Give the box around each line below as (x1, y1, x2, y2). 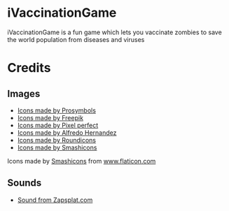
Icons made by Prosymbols (17, 106, 97, 115)
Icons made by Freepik (17, 113, 84, 122)
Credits (7, 60, 51, 76)
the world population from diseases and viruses (7, 35, 145, 43)
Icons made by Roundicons (17, 136, 97, 144)
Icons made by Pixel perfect (17, 121, 99, 129)
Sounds (7, 177, 42, 189)
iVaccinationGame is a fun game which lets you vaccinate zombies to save (7, 28, 222, 36)
